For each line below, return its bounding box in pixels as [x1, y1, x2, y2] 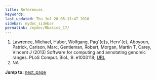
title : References [5, 7, 43, 12]
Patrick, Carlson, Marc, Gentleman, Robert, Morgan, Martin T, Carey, [12, 44, 152, 50]
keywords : [5, 12, 26, 17]
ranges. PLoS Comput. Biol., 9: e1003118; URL [12, 54, 106, 60]
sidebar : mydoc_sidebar [5, 21, 54, 26]
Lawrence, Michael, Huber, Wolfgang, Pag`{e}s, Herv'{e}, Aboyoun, [12, 39, 150, 45]
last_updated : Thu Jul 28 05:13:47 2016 [5, 16, 90, 21]
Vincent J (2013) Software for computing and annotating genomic [12, 50, 146, 55]
